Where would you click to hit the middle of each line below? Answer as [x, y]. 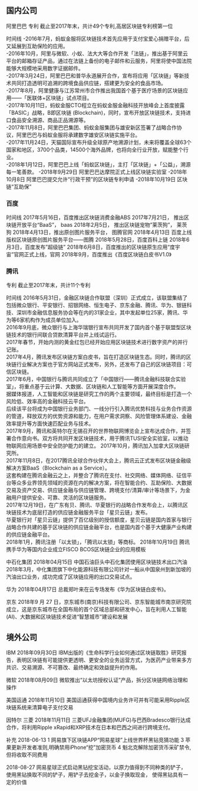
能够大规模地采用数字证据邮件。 [45, 68]
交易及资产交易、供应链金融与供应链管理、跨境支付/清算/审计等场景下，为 [96, 490]
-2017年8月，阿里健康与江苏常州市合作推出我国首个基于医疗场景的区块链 [95, 90]
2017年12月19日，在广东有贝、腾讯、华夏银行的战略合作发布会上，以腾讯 [95, 505]
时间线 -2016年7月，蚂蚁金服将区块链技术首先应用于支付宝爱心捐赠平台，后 [98, 38]
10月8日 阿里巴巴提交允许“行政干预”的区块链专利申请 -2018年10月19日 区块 [97, 179]
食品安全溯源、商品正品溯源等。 [50, 120]
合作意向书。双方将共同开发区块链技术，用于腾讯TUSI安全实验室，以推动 [100, 438]
